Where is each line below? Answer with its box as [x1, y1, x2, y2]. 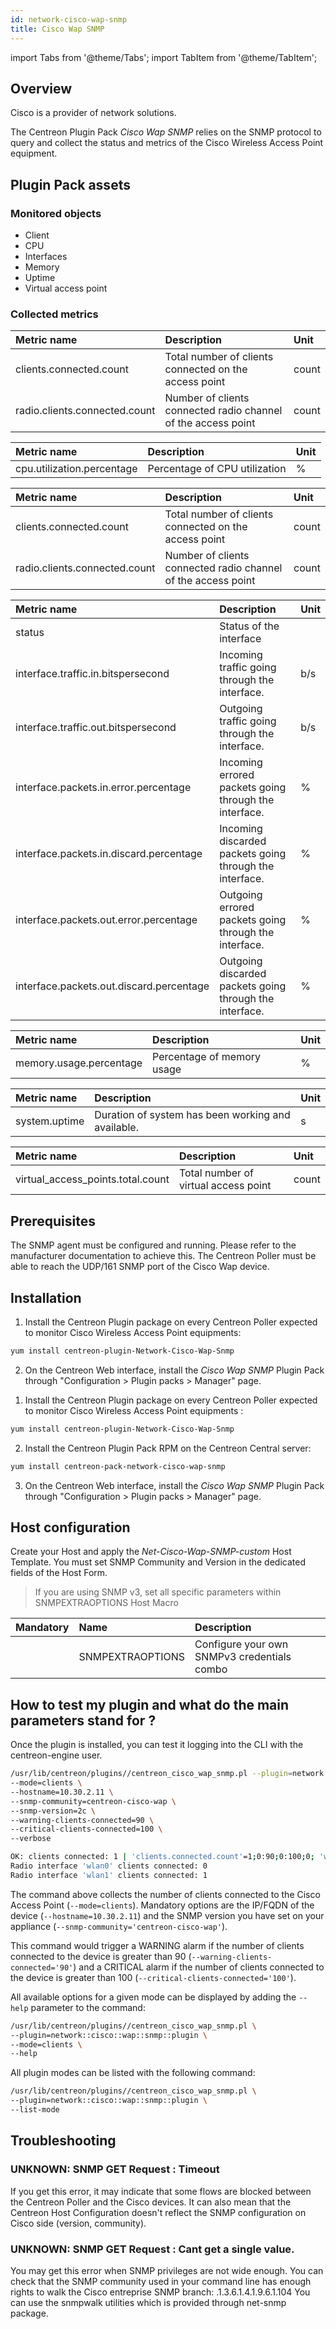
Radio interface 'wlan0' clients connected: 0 [10, 1861, 208, 1871]
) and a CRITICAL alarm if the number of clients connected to [73, 1961, 325, 1973]
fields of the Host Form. [10, 1567, 108, 1579]
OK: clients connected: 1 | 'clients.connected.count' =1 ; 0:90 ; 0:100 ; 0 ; [10, 1852, 315, 1862]
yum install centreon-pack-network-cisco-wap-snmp [10, 1461, 226, 1471]
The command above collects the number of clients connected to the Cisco [10, 1888, 321, 1900]
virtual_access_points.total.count [15, 1172, 170, 1186]
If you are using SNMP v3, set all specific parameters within [34, 1586, 282, 1598]
